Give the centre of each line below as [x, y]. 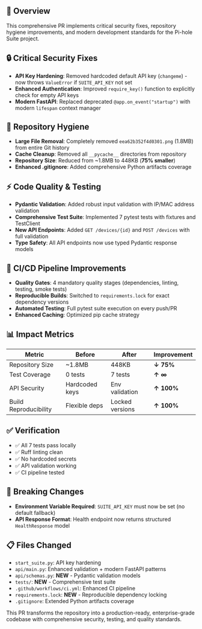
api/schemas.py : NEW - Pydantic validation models [78, 576]
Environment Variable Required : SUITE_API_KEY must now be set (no [100, 506]
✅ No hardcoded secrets [46, 459]
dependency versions [42, 302]
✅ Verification [33, 431]
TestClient [27, 223]
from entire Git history [42, 148]
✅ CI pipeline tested [40, 472]
